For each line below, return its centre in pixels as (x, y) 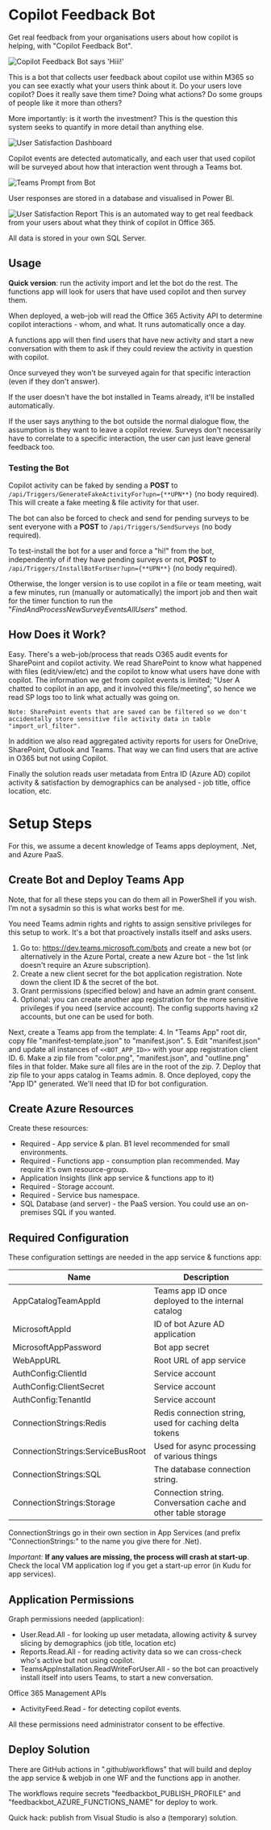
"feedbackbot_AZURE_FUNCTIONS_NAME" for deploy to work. (113, 1802)
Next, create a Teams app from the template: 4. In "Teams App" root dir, (128, 1032)
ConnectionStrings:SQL (57, 1475)
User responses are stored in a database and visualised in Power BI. (121, 198)
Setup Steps (50, 824)
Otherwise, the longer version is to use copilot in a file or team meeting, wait (135, 584)
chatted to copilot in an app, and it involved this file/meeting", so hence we (132, 689)
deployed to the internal (199, 1301)
